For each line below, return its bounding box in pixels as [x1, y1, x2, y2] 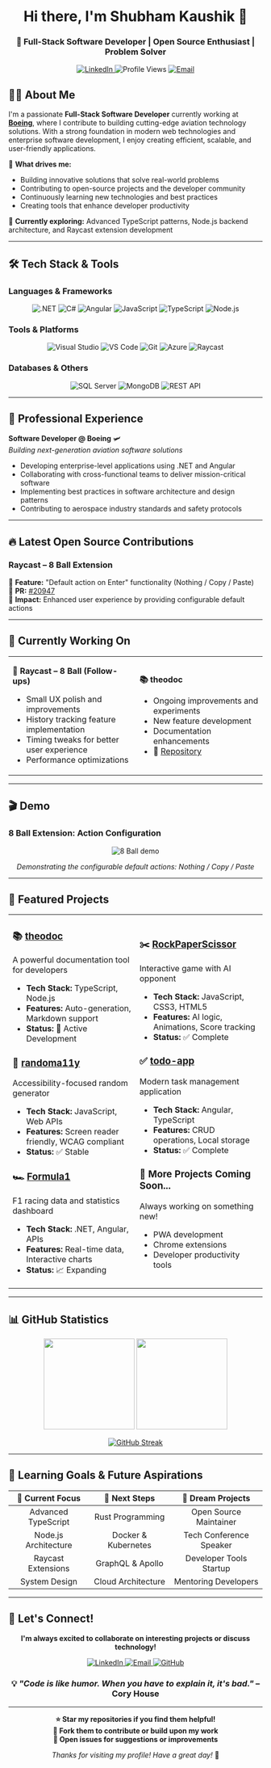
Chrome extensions [152, 1239, 227, 1250]
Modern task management [140, 1076, 240, 1087]
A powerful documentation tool [12, 954, 131, 966]
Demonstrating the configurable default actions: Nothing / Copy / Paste [16, 861, 255, 871]
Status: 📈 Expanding [26, 1265, 107, 1276]
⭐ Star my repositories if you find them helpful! [55, 1714, 216, 1724]
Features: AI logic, [152, 1011, 223, 1022]
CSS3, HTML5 [152, 1001, 208, 1012]
